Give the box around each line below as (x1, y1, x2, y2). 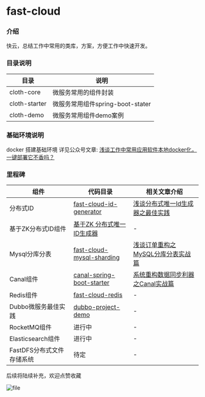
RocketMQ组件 (9, 323, 52, 332)
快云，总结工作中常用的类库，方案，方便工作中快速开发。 (6, 42, 151, 49)
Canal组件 (9, 275, 38, 283)
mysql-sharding (73, 253, 120, 262)
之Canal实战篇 (133, 280, 174, 288)
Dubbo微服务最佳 (9, 302, 60, 311)
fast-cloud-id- (73, 200, 118, 208)
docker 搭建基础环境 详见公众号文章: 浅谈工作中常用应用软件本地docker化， (6, 146, 197, 153)
